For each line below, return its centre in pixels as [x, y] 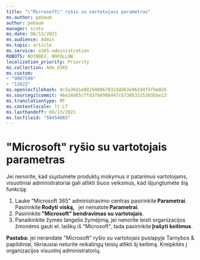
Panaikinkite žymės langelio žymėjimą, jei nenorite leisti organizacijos [100, 220]
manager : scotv [25, 28]
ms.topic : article [29, 46]
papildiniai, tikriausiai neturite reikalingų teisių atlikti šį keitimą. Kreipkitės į [97, 244]
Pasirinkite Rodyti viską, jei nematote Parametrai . [77, 207]
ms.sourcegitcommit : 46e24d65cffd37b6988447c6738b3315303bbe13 [87, 95]
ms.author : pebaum [29, 17]
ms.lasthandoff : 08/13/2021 [41, 112]
